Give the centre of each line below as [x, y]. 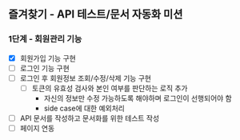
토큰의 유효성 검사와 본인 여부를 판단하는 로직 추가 [110, 88]
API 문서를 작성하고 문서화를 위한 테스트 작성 [90, 118]
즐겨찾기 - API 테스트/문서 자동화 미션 [96, 14]
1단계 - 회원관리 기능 [45, 39]
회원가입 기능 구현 [48, 58]
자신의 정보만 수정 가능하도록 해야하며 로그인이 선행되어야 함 [138, 98]
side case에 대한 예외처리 [84, 108]
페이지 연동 [37, 128]
